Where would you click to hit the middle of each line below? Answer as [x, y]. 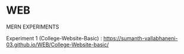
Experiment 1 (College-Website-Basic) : [54, 38]
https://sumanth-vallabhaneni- [140, 38]
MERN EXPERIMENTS [33, 27]
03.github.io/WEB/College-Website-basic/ [58, 45]
